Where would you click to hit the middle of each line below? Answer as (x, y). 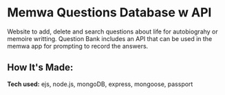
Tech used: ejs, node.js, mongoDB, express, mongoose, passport (100, 84)
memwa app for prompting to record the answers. (78, 46)
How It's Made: (40, 67)
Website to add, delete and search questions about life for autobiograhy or (112, 31)
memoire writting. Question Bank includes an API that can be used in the (110, 38)
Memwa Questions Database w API (109, 13)
